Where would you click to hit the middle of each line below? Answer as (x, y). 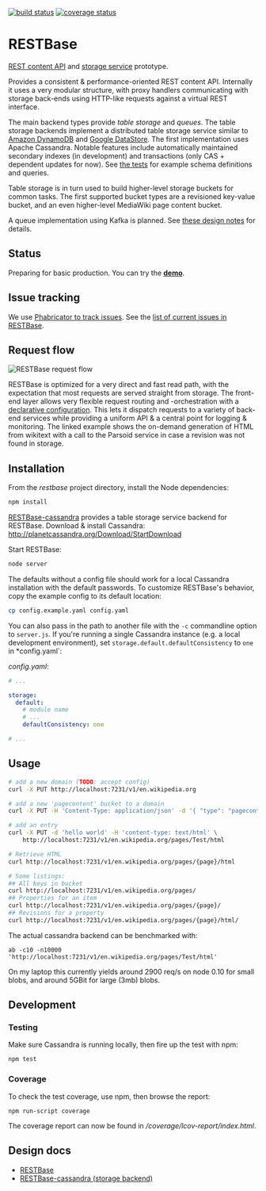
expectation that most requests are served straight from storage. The (121, 393)
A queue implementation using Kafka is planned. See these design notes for (132, 220)
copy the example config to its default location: (85, 595)
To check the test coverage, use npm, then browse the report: (109, 1096)
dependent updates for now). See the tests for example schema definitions (130, 164)
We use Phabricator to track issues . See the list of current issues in (118, 316)
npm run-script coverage (49, 1111)
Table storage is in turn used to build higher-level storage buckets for (121, 188)
